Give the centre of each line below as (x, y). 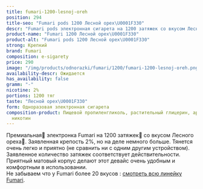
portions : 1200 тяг (31, 96)
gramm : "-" (20, 85)
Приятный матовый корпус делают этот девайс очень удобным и (91, 161)
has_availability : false (37, 79)
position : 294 (24, 17)
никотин (21, 118)
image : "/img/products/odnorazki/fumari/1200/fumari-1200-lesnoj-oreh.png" (104, 68)
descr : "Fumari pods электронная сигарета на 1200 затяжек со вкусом (96, 29)
